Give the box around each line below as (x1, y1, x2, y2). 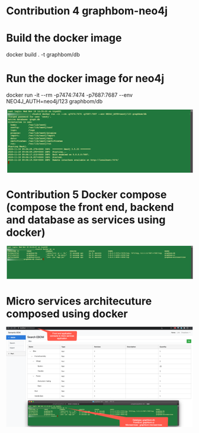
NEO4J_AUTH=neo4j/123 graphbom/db (6, 98, 102, 105)
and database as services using (6, 213, 166, 227)
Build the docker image (6, 31, 122, 45)
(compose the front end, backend (6, 201, 174, 214)
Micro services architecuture (6, 294, 152, 308)
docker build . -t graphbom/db (6, 51, 80, 58)
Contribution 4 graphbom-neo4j (6, 4, 168, 18)
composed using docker (6, 307, 129, 320)
